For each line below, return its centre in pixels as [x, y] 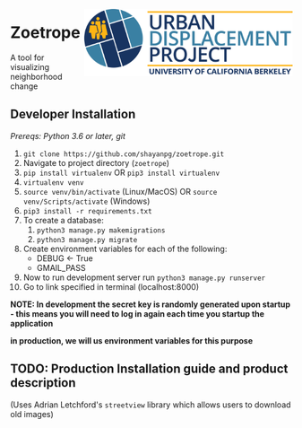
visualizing [30, 66]
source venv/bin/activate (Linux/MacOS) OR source [120, 191]
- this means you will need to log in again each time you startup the [138, 313]
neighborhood [36, 76]
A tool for [27, 57]
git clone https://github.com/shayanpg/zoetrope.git [124, 154]
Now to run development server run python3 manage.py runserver [144, 277]
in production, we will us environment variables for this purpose [132, 340]
